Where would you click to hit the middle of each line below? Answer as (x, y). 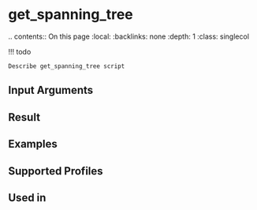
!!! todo (20, 51)
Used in (27, 198)
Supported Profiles (56, 171)
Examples (33, 144)
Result (24, 117)
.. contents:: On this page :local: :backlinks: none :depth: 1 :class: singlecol (129, 36)
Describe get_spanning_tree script (67, 66)
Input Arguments (51, 90)
